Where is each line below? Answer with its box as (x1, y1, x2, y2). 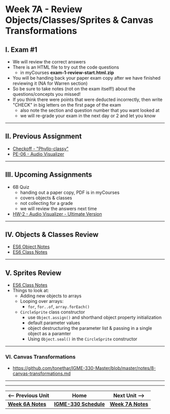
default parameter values (27, 320, 80, 326)
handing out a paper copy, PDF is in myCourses (20, 189, 120, 195)
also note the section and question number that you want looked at (20, 108, 160, 113)
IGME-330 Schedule (54, 400, 105, 407)
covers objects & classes (20, 194, 72, 201)
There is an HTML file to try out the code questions (12, 64, 119, 70)
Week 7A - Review (5, 4, 82, 15)
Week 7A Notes (109, 400, 148, 407)
